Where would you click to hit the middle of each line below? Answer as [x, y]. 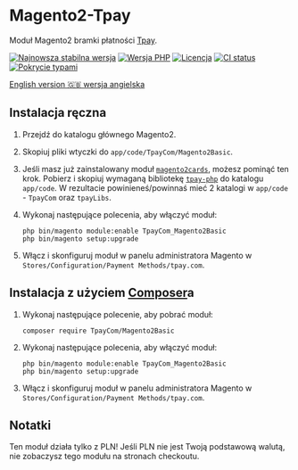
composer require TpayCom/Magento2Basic [98, 331]
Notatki [30, 425]
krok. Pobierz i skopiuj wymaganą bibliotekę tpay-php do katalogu [143, 178]
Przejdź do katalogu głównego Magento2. [99, 134]
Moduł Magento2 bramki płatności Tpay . [83, 40]
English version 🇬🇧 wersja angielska [77, 84]
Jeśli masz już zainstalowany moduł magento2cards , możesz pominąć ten [156, 169]
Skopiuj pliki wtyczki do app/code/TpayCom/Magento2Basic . [128, 152]
